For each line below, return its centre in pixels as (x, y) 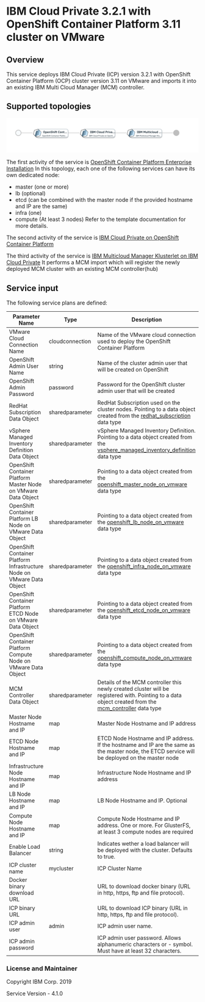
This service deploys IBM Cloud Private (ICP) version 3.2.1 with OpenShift (99, 74)
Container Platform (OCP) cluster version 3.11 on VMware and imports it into (101, 81)
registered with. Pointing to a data (139, 695)
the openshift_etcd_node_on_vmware (144, 610)
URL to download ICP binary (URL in (142, 908)
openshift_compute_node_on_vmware (145, 658)
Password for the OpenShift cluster (141, 384)
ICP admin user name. (125, 926)
